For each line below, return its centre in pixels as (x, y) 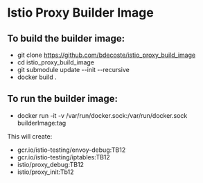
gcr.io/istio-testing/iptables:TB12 (64, 157)
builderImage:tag (42, 123)
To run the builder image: (63, 99)
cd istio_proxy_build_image (56, 62)
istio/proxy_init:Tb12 (45, 172)
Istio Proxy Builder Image (80, 13)
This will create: (30, 136)
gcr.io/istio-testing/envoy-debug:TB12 (71, 150)
